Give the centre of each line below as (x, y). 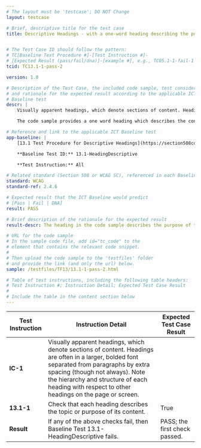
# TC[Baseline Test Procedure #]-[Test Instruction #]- (77, 55)
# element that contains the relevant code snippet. (73, 247)
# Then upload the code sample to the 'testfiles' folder (80, 258)
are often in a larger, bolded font (93, 357)
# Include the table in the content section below (71, 297)
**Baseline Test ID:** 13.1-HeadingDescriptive (77, 154)
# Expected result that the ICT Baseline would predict (77, 198)
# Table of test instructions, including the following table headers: (97, 280)
